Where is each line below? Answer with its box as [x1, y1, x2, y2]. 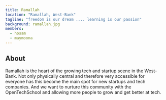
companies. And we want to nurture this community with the [5, 84, 131, 90]
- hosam [10, 31, 26, 36]
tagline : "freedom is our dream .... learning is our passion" [5, 17, 142, 22]
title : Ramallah [5, 7, 40, 13]
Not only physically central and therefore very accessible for [18, 73, 145, 79]
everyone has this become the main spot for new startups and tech [5, 78, 146, 84]
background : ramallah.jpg [5, 21, 60, 27]
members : [5, 26, 24, 31]
